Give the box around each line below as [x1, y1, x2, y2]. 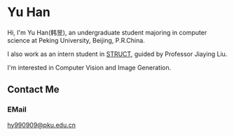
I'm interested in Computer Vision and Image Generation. [7, 63, 172, 72]
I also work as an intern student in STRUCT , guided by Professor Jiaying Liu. [7, 50, 228, 58]
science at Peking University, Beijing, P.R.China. [7, 36, 145, 44]
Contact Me [7, 83, 60, 95]
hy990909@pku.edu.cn [7, 121, 76, 129]
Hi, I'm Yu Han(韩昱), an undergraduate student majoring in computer [7, 28, 207, 36]
